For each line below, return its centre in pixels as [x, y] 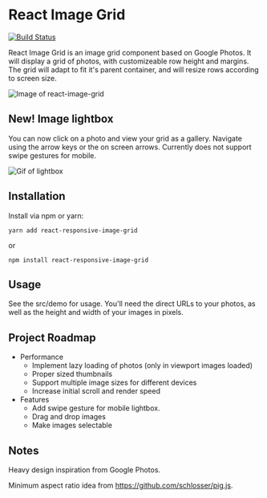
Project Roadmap [52, 338]
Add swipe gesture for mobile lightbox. [96, 408]
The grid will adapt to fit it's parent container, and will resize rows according [133, 69]
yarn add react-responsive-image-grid [73, 231]
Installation [37, 196]
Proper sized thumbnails [72, 374]
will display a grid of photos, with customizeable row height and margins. [129, 61]
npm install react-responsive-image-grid [79, 260]
